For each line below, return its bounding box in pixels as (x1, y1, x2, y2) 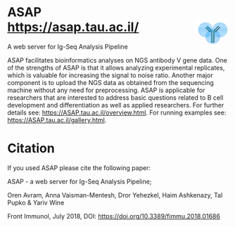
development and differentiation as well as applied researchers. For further (7, 100, 224, 109)
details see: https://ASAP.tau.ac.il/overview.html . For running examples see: (7, 108, 227, 117)
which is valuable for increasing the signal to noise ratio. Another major (7, 71, 213, 79)
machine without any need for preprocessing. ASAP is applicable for (7, 86, 205, 94)
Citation (7, 141, 55, 157)
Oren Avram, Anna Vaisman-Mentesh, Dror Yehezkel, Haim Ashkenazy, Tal (7, 190, 223, 199)
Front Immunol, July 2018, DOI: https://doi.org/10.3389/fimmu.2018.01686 (7, 212, 220, 220)
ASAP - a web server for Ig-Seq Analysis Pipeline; (7, 177, 152, 186)
